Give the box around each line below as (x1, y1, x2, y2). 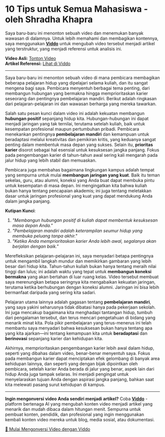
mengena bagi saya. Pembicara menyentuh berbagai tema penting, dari (5, 85, 150, 91)
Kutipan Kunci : (5, 207, 36, 213)
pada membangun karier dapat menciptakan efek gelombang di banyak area (5, 355, 160, 361)
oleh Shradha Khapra (5, 14, 93, 25)
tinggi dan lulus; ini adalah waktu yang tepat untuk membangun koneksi (5, 268, 152, 274)
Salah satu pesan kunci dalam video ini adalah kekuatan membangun (5, 110, 145, 116)
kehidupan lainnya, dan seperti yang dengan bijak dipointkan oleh (5, 360, 138, 367)
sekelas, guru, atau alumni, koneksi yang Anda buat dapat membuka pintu (5, 177, 155, 183)
